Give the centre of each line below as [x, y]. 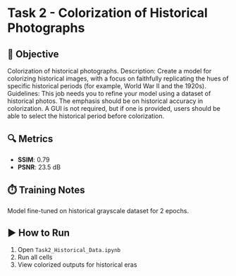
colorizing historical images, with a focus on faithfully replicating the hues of [118, 78]
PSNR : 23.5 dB [39, 167]
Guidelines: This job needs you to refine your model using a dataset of [109, 94]
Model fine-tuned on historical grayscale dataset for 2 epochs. [98, 210]
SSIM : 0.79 [33, 160]
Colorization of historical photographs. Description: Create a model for [110, 71]
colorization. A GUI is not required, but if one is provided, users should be [114, 108]
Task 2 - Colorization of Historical [107, 13]
